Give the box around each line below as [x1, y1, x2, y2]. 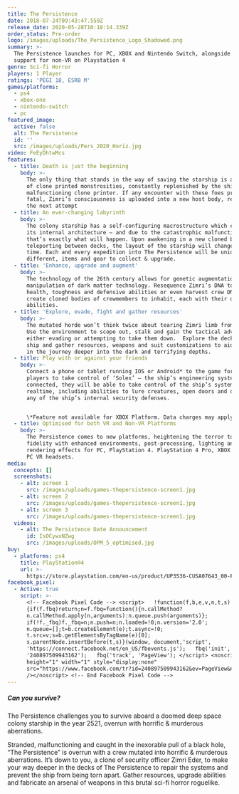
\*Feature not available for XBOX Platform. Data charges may [26, 414, 215, 421]
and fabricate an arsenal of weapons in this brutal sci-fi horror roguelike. [7, 778, 221, 787]
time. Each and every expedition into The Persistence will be [26, 249, 218, 256]
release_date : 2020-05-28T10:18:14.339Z [7, 23, 129, 31]
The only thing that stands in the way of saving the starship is [26, 176, 228, 183]
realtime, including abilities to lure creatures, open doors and [26, 387, 228, 395]
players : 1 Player [7, 70, 62, 77]
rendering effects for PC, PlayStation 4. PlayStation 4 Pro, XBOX [26, 446, 231, 454]
